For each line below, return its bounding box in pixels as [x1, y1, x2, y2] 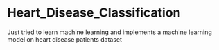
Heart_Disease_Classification [7, 5, 181, 21]
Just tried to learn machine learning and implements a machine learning [7, 28, 213, 36]
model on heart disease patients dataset [7, 35, 123, 43]
